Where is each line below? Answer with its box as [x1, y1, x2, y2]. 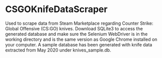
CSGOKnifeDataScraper [5, 4, 108, 15]
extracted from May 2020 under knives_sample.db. [5, 47, 112, 53]
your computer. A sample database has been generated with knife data [5, 41, 152, 47]
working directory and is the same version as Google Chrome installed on [5, 36, 157, 42]
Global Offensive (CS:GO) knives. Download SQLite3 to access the [5, 25, 143, 31]
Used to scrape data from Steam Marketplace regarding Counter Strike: [5, 20, 153, 26]
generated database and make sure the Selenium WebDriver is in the [5, 31, 148, 37]
